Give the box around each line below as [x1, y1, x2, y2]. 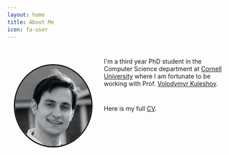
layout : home [7, 11, 45, 18]
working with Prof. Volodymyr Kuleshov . [104, 80, 218, 88]
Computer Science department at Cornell [104, 65, 222, 73]
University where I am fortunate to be [104, 72, 211, 80]
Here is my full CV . [104, 105, 157, 113]
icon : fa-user [7, 26, 49, 33]
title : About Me [7, 18, 54, 26]
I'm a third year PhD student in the [104, 57, 202, 66]
